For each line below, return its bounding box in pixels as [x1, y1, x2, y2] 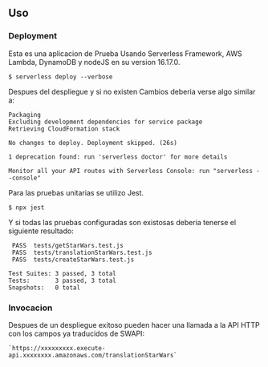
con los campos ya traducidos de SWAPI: [8, 329, 145, 338]
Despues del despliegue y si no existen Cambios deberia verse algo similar [8, 87, 256, 96]
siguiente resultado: [8, 226, 74, 236]
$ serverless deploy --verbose [8, 72, 113, 81]
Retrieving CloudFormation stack [8, 124, 120, 133]
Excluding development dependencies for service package [8, 118, 203, 126]
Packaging [8, 111, 42, 119]
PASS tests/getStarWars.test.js [11, 241, 124, 249]
